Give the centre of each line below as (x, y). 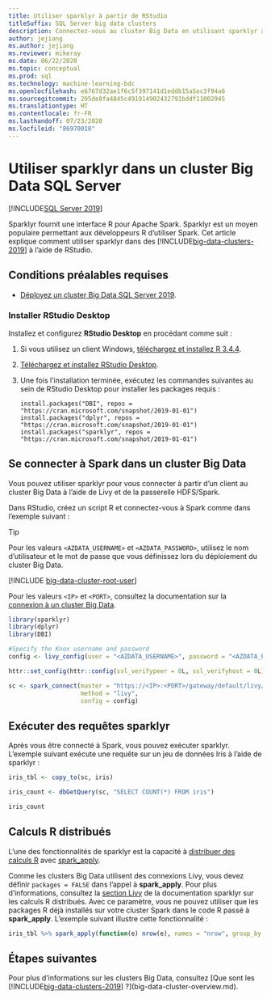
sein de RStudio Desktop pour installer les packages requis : (120, 388)
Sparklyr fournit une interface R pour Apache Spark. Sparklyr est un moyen (133, 224)
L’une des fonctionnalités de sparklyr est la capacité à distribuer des (122, 851)
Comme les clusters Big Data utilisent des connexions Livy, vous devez (126, 875)
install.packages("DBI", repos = (76, 404)
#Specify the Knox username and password (79, 649)
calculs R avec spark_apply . (54, 860)
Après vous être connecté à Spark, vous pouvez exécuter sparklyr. (119, 746)
